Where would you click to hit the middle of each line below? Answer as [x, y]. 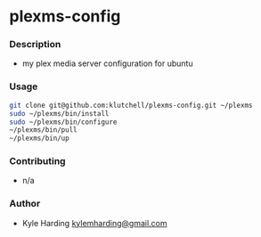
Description [35, 45]
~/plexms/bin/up [39, 139]
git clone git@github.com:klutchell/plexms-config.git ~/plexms [131, 105]
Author [25, 204]
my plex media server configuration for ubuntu [107, 63]
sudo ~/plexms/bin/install [59, 113]
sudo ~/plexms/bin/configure [63, 122]
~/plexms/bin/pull [43, 130]
